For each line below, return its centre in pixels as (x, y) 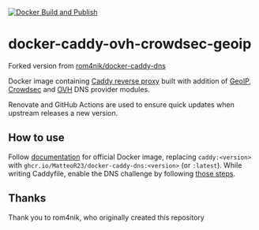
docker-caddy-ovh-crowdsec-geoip (130, 44)
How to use (36, 138)
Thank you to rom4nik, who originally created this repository (107, 217)
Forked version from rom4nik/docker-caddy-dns (87, 65)
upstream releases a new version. (63, 113)
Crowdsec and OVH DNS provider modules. (79, 89)
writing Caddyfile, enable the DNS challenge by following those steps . (122, 173)
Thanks (27, 198)
